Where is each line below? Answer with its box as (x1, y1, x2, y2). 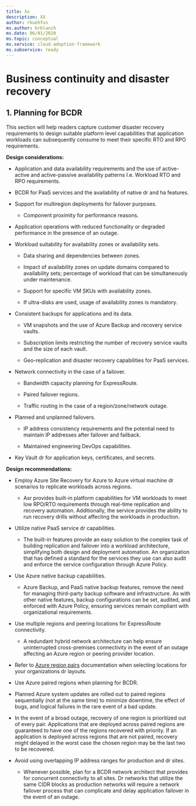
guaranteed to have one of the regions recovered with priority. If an (14, 727, 177, 734)
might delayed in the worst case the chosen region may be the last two (14, 739, 185, 746)
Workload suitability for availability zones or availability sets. (14, 240, 160, 247)
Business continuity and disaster (6, 72, 170, 85)
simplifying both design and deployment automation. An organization (23, 548, 190, 555)
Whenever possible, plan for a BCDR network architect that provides (23, 768, 188, 775)
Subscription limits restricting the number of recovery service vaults (23, 339, 188, 346)
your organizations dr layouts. (14, 667, 87, 674)
